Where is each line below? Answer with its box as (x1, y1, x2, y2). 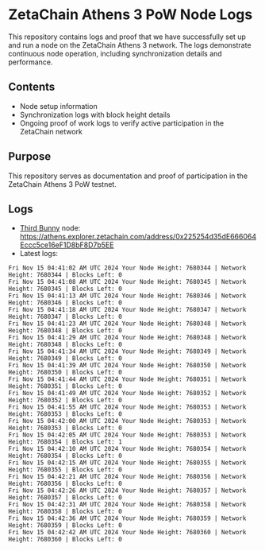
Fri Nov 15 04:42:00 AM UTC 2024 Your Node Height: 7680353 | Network (8, 417, 247, 425)
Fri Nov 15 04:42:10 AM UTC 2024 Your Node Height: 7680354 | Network (8, 445, 247, 453)
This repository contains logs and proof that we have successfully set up (8, 32, 246, 41)
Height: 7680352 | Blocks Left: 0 (8, 396, 123, 405)
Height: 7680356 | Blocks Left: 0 (8, 479, 123, 488)
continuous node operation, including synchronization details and (8, 49, 222, 58)
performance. (8, 57, 53, 67)
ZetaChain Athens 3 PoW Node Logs (8, 6, 253, 24)
